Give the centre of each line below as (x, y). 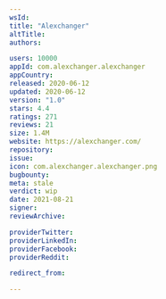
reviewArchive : (37, 216)
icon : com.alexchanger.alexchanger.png (83, 166)
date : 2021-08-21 (41, 200)
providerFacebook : (43, 249)
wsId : (19, 17)
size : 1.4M (29, 133)
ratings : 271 (33, 117)
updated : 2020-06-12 (48, 91)
